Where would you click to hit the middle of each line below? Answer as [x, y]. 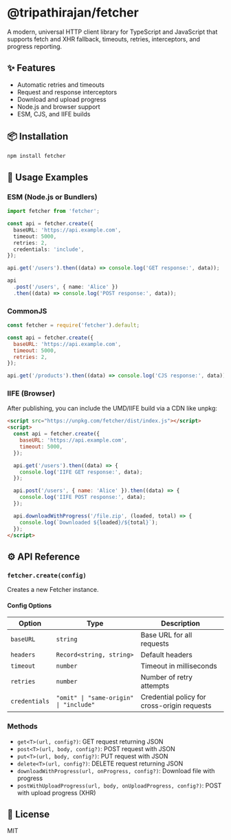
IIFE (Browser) [31, 393]
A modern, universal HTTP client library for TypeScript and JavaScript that [112, 32]
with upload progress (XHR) [56, 792]
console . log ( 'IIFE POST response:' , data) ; [83, 498]
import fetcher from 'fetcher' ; [53, 212]
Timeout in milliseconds [179, 666]
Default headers [166, 655]
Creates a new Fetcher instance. [53, 590]
